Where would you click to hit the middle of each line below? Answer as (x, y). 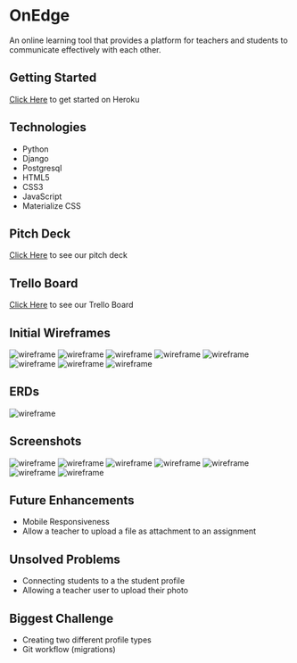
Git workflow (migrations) (69, 650)
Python (35, 149)
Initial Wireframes (60, 332)
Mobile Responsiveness (66, 522)
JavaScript (42, 196)
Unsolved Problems (65, 559)
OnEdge (40, 16)
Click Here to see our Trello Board (71, 305)
